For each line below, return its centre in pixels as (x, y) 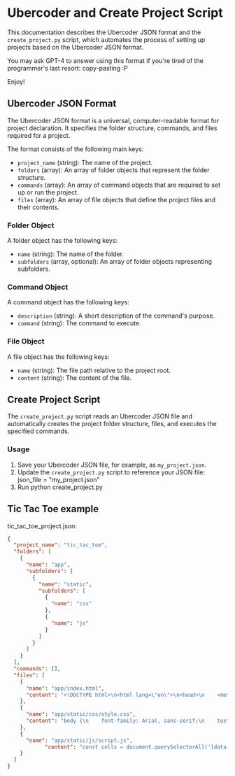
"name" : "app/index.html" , (65, 688)
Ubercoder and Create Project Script (115, 13)
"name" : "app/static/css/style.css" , (81, 714)
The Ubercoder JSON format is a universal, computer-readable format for (113, 120)
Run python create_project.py (60, 487)
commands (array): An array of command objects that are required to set (119, 185)
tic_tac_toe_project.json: (42, 525)
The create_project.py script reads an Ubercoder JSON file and (100, 416)
